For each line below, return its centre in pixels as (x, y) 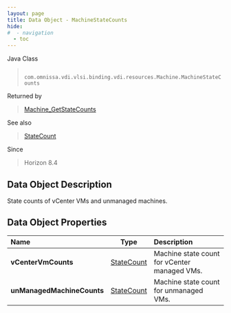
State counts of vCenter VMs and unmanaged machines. (87, 201)
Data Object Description (59, 184)
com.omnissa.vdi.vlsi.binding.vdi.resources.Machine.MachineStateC (122, 77)
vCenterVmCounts (42, 262)
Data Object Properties (57, 223)
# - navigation (30, 33)
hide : (15, 26)
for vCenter (172, 262)
